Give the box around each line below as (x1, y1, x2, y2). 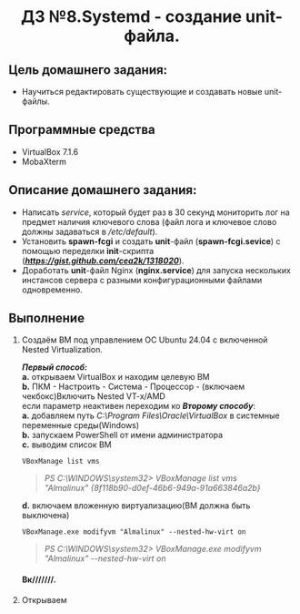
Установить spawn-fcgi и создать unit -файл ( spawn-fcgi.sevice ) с (21, 235, 281, 247)
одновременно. (21, 284, 83, 295)
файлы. (21, 96, 51, 107)
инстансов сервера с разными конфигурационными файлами (21, 274, 263, 285)
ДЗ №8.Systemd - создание (20, 6, 243, 27)
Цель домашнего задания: (8, 62, 168, 77)
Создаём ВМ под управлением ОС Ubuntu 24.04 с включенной (21, 334, 268, 345)
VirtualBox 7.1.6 (21, 146, 79, 157)
